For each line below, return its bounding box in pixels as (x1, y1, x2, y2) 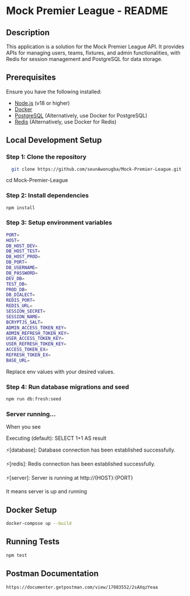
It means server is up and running (6, 488, 87, 495)
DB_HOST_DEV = (6, 243, 38, 249)
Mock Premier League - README (6, 4, 168, 18)
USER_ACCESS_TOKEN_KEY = (6, 336, 64, 342)
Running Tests (6, 537, 60, 547)
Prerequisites (6, 72, 56, 83)
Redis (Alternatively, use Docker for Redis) (14, 118, 117, 125)
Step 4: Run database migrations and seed (6, 383, 130, 391)
